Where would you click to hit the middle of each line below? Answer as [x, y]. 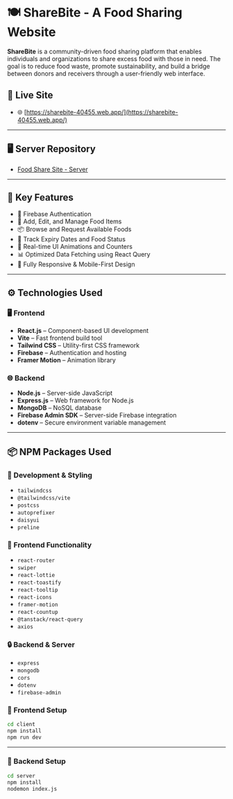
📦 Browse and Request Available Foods [74, 230]
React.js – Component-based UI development [83, 331]
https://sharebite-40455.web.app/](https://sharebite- [102, 112]
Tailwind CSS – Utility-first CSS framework [78, 345]
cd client [21, 724]
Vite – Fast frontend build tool [60, 338]
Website [32, 32]
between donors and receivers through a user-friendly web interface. [106, 74]
